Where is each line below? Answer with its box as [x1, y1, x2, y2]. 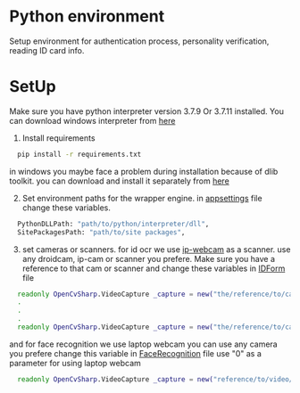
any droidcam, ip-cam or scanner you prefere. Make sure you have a [21, 253, 275, 264]
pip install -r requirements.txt [17, 150, 142, 159]
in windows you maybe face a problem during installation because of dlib [9, 166, 279, 176]
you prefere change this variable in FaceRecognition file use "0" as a [9, 348, 262, 358]
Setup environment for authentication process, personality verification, [9, 36, 270, 46]
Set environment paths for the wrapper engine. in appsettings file [21, 192, 262, 203]
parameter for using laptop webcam [9, 357, 141, 368]
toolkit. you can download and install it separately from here [9, 176, 229, 186]
